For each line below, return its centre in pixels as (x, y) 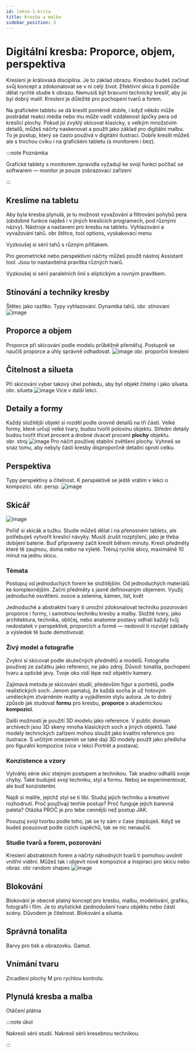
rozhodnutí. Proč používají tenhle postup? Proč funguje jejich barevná (90, 803)
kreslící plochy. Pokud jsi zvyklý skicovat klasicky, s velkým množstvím (92, 123)
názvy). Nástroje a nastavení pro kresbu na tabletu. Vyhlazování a (85, 227)
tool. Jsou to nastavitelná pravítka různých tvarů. (65, 263)
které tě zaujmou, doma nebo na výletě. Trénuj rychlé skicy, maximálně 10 (95, 549)
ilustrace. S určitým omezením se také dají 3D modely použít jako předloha (96, 739)
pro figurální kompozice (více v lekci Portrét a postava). (73, 745)
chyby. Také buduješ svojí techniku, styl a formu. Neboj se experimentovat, (97, 779)
